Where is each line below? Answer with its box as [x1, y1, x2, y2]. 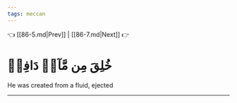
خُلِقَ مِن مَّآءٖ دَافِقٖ [7, 57, 112, 73]
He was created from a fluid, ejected [7, 80, 114, 89]
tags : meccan [7, 10, 46, 18]
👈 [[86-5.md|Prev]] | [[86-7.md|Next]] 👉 [7, 30, 130, 39]
